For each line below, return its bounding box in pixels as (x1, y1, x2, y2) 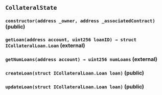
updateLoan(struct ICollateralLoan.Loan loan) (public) (5, 83, 144, 90)
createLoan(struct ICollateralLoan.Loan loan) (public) (5, 69, 144, 77)
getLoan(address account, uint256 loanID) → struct (5, 37, 137, 43)
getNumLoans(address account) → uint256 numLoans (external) (5, 56, 157, 63)
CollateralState (5, 4, 57, 12)
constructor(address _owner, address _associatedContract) (5, 18, 155, 24)
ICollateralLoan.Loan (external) (5, 42, 85, 49)
